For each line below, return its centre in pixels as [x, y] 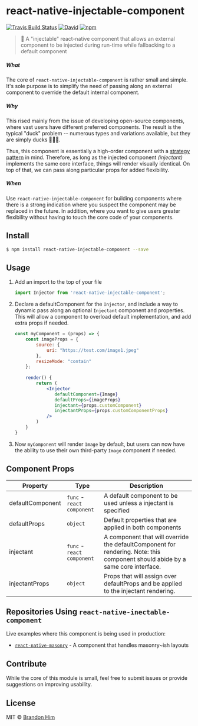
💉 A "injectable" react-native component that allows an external [98, 38]
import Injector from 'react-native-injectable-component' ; [90, 293]
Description [146, 485]
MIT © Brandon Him [30, 717]
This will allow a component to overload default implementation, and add [103, 317]
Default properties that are [140, 520]
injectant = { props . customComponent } [98, 405]
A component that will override [146, 537]
